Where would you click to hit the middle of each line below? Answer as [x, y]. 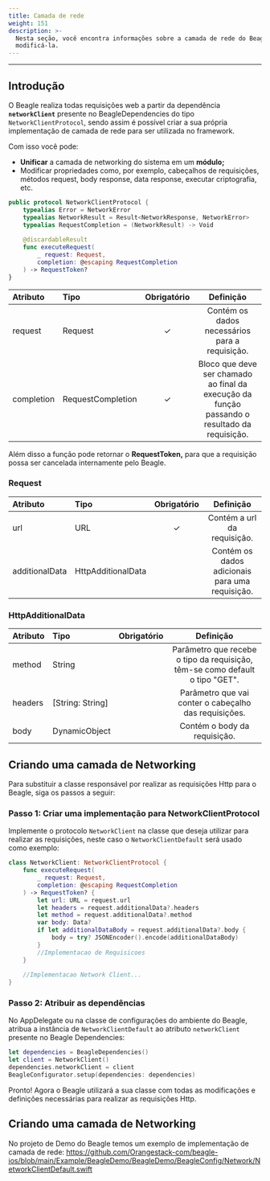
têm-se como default [215, 670]
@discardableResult [55, 240]
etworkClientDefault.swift [50, 1169]
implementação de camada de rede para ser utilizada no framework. [122, 130]
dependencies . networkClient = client [72, 1068]
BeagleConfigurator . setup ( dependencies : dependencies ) [102, 1075]
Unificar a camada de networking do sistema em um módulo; [122, 162]
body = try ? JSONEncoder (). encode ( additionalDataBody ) [145, 938]
